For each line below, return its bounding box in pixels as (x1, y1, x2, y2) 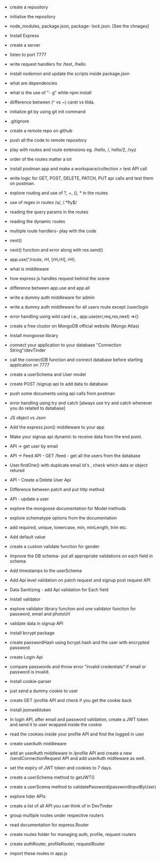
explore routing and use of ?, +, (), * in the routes (9, 190, 108, 196)
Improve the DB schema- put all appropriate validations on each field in (9, 553, 153, 559)
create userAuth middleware (9, 741, 67, 746)
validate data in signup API (9, 621, 63, 626)
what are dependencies (9, 80, 58, 86)
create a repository (9, 4, 48, 10)
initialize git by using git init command (9, 109, 86, 114)
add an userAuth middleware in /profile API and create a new (9, 750, 132, 756)
